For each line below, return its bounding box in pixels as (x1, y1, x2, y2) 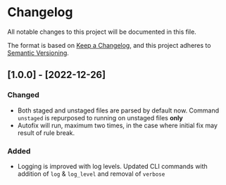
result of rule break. (17, 128, 75, 137)
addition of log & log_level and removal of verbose (17, 170, 165, 178)
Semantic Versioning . (7, 49, 69, 57)
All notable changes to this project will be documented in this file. (7, 27, 197, 36)
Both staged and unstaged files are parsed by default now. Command (17, 106, 220, 115)
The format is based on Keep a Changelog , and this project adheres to (7, 41, 211, 49)
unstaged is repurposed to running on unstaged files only (17, 113, 183, 122)
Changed (7, 90, 40, 100)
